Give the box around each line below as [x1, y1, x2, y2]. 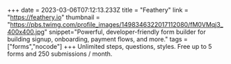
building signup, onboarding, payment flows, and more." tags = [7, 35, 188, 43]
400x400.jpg [7, 28, 45, 36]
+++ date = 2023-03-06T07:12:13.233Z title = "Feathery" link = [7, 6, 189, 14]
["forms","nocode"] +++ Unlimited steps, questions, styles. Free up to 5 [7, 43, 212, 50]
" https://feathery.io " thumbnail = [7, 13, 100, 21]
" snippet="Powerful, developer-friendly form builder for [44, 28, 207, 36]
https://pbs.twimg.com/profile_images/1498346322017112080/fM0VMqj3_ [10, 21, 224, 28]
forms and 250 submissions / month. [7, 50, 113, 58]
